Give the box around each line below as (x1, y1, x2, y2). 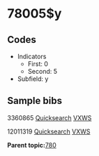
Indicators (17, 52, 47, 60)
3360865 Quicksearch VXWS (7, 113, 92, 122)
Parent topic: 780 (7, 141, 57, 149)
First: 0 (27, 60, 49, 68)
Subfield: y (17, 74, 49, 83)
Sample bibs (7, 95, 63, 107)
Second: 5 (27, 67, 58, 75)
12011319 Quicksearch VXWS (7, 127, 91, 136)
